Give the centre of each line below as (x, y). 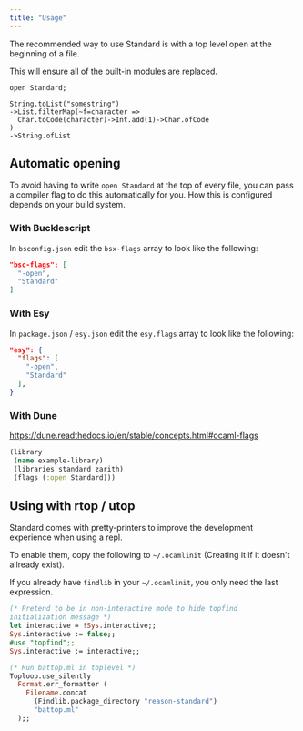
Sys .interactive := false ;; (63, 635)
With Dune (33, 415)
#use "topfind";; (42, 643)
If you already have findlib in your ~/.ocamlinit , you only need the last (144, 583)
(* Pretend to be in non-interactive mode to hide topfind (124, 609)
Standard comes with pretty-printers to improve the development (131, 528)
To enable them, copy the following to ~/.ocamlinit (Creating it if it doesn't (150, 555)
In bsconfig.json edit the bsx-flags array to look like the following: (134, 248)
